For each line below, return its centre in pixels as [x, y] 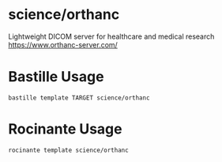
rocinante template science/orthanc [68, 150]
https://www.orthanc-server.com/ [63, 44]
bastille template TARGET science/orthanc [79, 98]
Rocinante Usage [65, 129]
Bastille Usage [56, 77]
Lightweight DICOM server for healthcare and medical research [111, 36]
